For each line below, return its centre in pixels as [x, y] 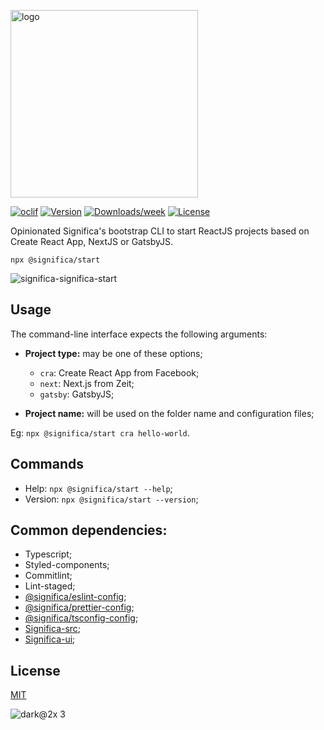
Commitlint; [48, 576]
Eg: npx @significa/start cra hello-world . [100, 432]
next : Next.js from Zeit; [87, 383]
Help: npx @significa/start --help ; [98, 488]
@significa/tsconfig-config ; [81, 618]
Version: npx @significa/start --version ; [111, 499]
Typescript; [48, 554]
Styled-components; [67, 565]
